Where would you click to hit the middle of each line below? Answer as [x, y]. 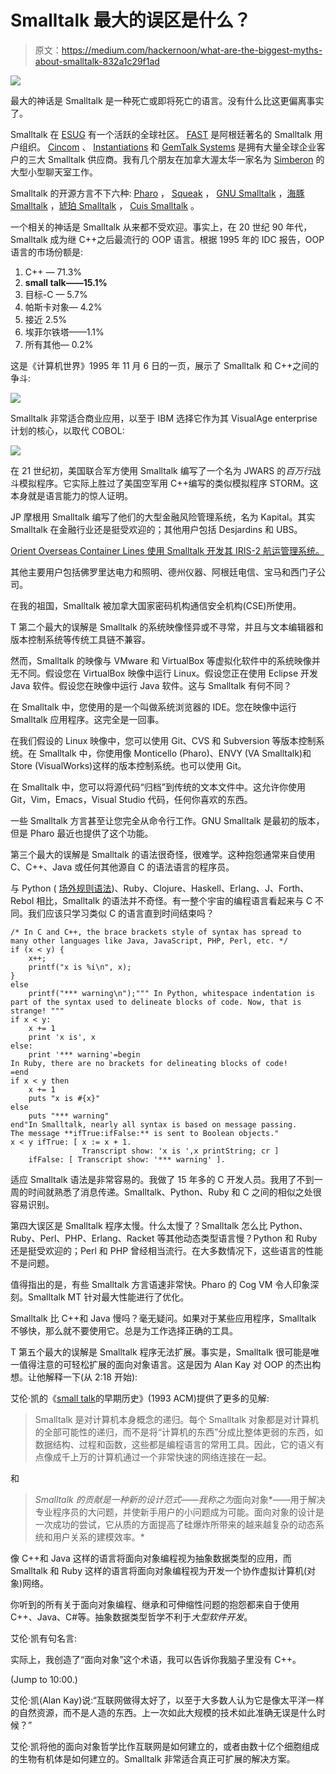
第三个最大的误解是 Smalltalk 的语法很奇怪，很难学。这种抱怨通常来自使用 [163, 854]
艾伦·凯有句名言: [44, 1638]
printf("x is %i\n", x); [80, 967]
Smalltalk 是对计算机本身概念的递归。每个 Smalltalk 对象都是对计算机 [176, 1419]
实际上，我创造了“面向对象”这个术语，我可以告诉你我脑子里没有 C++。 [156, 1659]
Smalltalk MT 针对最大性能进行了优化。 [108, 1297]
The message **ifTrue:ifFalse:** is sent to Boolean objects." [145, 1133]
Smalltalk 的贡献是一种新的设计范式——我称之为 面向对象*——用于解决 [180, 1499]
